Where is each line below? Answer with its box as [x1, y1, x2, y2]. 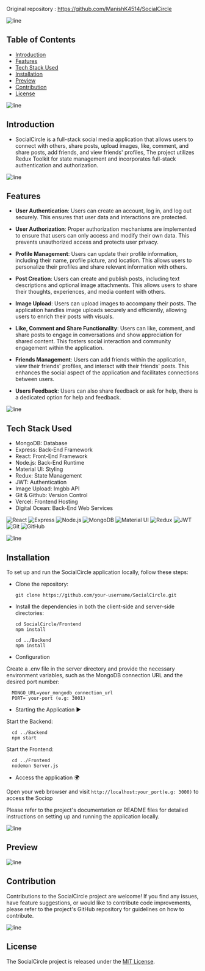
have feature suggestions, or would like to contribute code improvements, [6, 899, 192, 906]
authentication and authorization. [15, 161, 99, 169]
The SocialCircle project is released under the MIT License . [6, 958, 156, 965]
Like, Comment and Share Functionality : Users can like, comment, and [15, 325, 195, 332]
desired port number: [6, 678, 60, 686]
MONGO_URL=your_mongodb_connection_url [12, 690, 113, 696]
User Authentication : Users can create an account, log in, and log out [15, 207, 192, 214]
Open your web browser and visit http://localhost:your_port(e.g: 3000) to [6, 788, 199, 796]
